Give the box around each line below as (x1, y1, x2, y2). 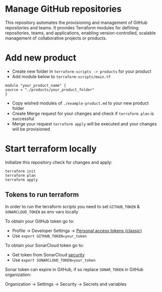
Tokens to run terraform (5, 190, 79, 199)
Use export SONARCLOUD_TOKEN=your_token (12, 257, 96, 263)
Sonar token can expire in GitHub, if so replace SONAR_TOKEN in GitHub (5, 266, 144, 272)
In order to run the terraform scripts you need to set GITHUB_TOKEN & (5, 204, 140, 209)
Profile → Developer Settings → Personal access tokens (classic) (12, 228, 142, 233)
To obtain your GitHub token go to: (5, 218, 74, 224)
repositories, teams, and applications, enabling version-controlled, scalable (5, 30, 156, 36)
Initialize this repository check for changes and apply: (5, 159, 113, 165)
